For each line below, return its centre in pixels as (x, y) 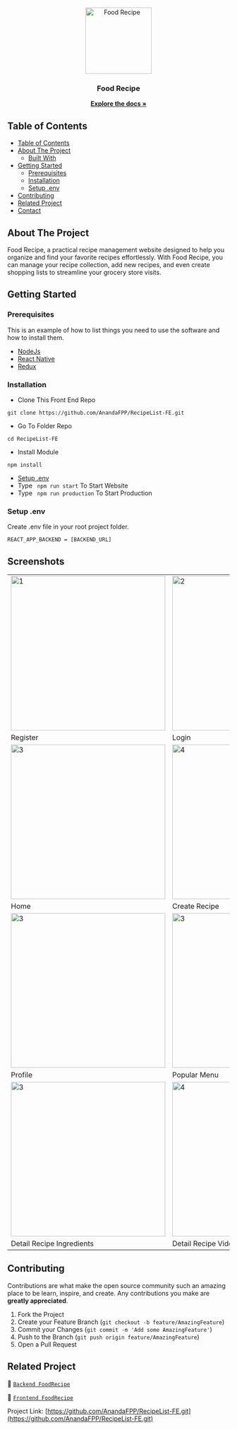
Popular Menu (195, 1075)
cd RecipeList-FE (33, 439)
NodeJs (29, 351)
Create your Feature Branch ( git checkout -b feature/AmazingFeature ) (121, 1322)
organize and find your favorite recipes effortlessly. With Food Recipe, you (115, 257)
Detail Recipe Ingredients (52, 1243)
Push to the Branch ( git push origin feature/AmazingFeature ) (108, 1337)
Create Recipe (196, 906)
